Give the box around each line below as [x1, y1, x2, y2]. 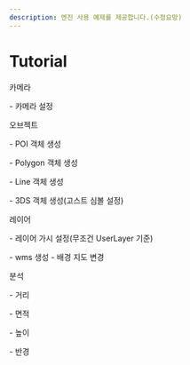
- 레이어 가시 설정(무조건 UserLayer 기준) [9, 233, 154, 243]
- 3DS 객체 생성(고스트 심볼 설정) [9, 194, 124, 205]
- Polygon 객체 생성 [9, 157, 78, 168]
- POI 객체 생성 [9, 139, 62, 149]
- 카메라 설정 [9, 100, 53, 111]
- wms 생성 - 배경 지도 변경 [9, 251, 105, 262]
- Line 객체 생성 [9, 176, 64, 186]
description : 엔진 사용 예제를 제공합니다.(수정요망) [9, 12, 183, 22]
